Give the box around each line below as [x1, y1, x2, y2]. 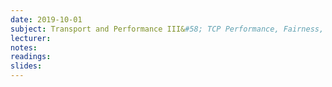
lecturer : [10, 33, 52, 43]
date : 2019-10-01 [10, 14, 83, 25]
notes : [10, 42, 38, 53]
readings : [10, 52, 52, 62]
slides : [10, 61, 43, 71]
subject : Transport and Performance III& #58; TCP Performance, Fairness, [10, 24, 325, 34]
